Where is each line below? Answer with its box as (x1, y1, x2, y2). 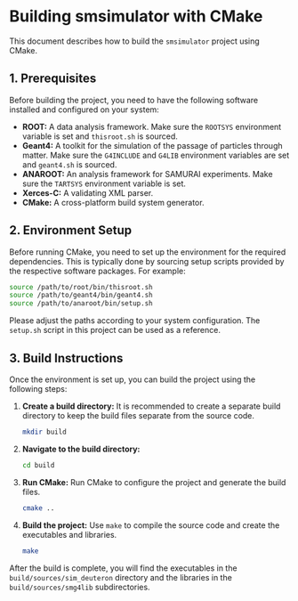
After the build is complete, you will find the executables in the (9, 563, 238, 573)
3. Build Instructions (9, 350, 124, 366)
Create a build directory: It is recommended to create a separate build (21, 401, 281, 411)
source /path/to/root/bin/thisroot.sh (9, 282, 153, 291)
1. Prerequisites (9, 71, 97, 86)
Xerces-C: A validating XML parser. (21, 187, 154, 198)
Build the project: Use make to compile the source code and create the (21, 519, 280, 531)
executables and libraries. (21, 529, 117, 540)
